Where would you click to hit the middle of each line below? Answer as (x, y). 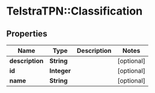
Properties (27, 34)
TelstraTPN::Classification (74, 11)
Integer (60, 71)
